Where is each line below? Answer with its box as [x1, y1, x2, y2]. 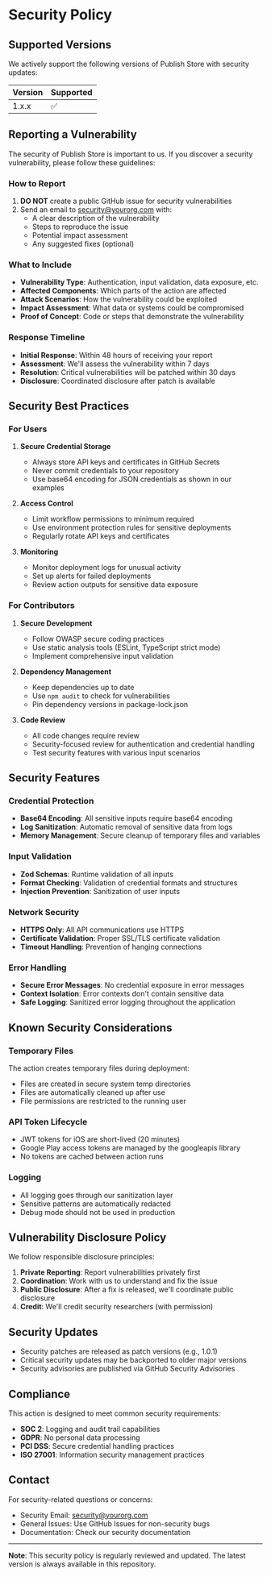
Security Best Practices [8, 399, 130, 413]
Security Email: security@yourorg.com [19, 1510, 148, 1520]
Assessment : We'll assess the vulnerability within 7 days [19, 359, 210, 368]
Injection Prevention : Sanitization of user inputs [19, 886, 180, 896]
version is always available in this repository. [8, 1558, 156, 1569]
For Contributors [8, 600, 75, 611]
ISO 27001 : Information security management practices [19, 1450, 205, 1459]
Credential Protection [8, 796, 94, 806]
